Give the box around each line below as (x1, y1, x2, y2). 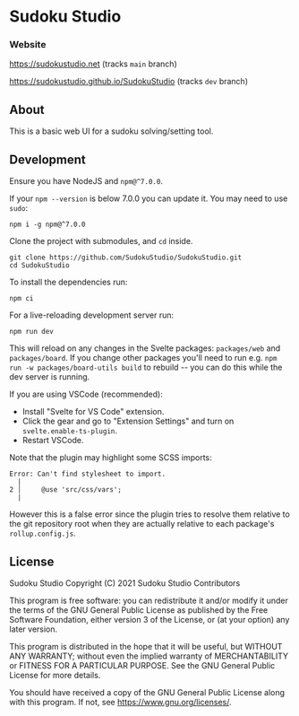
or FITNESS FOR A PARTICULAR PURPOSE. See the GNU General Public (9, 659, 276, 670)
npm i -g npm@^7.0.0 (9, 220, 87, 230)
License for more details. (9, 669, 101, 680)
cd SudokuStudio (9, 261, 70, 270)
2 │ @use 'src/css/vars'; (9, 485, 123, 494)
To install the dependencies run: (9, 276, 128, 288)
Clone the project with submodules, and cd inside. (9, 236, 193, 247)
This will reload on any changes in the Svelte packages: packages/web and (9, 343, 281, 354)
